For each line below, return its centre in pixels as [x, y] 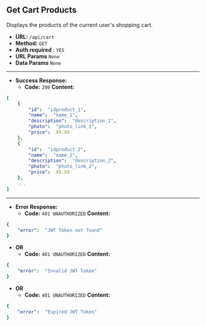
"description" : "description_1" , [72, 121]
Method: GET [31, 43]
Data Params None [38, 63]
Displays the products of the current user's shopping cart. [80, 25]
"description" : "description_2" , [72, 161]
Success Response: [41, 80]
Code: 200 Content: [49, 87]
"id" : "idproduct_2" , [57, 150]
